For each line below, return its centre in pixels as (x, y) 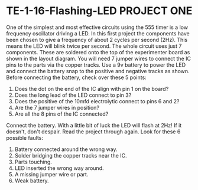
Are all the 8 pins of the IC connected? (61, 114)
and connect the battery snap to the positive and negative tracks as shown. (98, 71)
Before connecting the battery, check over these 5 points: (76, 77)
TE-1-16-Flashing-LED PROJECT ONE (99, 11)
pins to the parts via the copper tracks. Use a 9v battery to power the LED (96, 65)
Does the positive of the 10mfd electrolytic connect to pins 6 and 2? (97, 101)
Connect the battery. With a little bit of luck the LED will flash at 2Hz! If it (94, 125)
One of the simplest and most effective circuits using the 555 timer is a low (97, 27)
